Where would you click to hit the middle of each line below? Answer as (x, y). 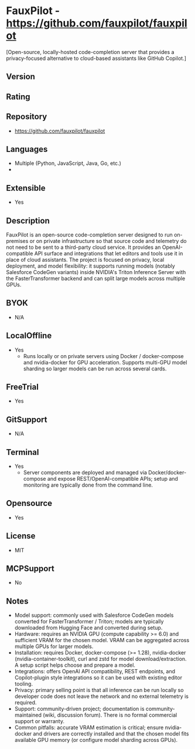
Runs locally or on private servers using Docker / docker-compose (103, 356)
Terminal (23, 452)
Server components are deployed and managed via (85, 473)
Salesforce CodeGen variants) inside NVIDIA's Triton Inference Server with (96, 272)
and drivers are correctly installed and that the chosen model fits (111, 734)
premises (17, 241)
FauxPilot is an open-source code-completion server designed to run (89, 235)
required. (25, 703)
